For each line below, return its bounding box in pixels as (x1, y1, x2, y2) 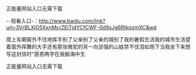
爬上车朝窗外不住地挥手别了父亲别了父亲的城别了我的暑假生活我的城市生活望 (6, 36, 191, 42)
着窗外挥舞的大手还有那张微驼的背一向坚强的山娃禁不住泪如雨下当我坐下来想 (6, 43, 191, 50)
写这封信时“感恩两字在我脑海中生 (6, 51, 86, 57)
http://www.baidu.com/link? (39, 17, 106, 24)
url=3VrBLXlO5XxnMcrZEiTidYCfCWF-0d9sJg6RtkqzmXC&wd (6, 24, 157, 31)
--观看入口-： (6, 17, 39, 24)
